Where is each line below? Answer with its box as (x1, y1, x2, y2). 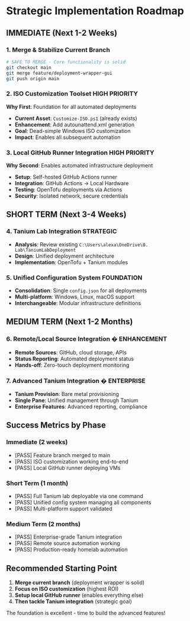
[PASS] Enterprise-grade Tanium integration (14, 533, 123, 541)
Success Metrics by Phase (6, 420, 107, 430)
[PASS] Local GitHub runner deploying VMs (14, 464, 121, 471)
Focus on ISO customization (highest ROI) (14, 585, 119, 593)
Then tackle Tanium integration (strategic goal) (14, 598, 132, 605)
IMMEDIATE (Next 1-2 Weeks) (6, 28, 117, 38)
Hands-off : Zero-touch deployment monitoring (14, 361, 130, 369)
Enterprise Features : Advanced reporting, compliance (14, 403, 148, 410)
